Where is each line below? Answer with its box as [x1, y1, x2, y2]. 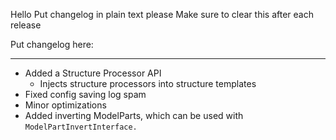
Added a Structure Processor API [24, 67, 162, 79]
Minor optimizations [24, 99, 107, 111]
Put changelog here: [10, 39, 94, 50]
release [10, 19, 42, 31]
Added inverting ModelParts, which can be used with [24, 110, 244, 121]
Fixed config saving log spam [24, 89, 147, 100]
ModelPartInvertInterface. [24, 122, 138, 132]
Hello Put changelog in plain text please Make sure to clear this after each [10, 9, 314, 20]
